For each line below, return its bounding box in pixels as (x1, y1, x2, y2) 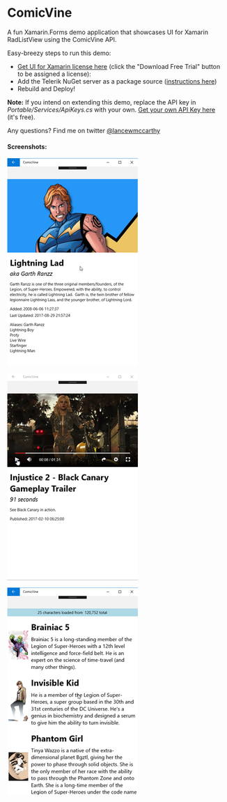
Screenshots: (7, 142, 47, 151)
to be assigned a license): (17, 70, 92, 78)
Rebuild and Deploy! (17, 84, 75, 93)
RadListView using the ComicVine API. (7, 35, 117, 43)
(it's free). (7, 113, 36, 121)
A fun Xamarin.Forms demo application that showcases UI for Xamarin (7, 28, 209, 36)
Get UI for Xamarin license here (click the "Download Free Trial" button (17, 62, 221, 70)
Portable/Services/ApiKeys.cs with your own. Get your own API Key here (7, 105, 216, 114)
